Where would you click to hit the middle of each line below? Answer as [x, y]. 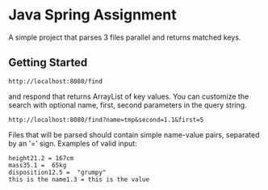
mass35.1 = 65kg [38, 165]
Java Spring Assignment [92, 15]
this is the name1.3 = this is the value [79, 179]
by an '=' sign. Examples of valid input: [73, 143]
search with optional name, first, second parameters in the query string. [128, 105]
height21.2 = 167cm [41, 158]
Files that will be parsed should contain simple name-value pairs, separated [134, 134]
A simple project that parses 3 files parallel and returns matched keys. [125, 37]
